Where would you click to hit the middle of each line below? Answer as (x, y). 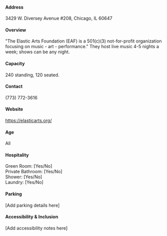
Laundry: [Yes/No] (25, 182)
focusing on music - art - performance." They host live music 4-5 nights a (82, 47)
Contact (14, 87)
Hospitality (17, 155)
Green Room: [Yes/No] (29, 166)
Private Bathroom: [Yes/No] (34, 172)
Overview (16, 30)
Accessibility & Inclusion (32, 217)
